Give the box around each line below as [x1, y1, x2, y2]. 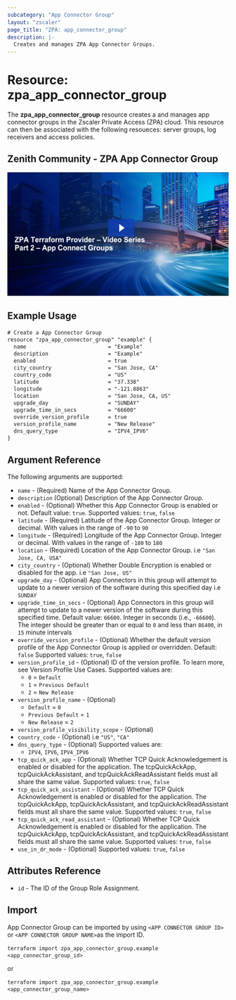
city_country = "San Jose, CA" [13, 364, 159, 372]
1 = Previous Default [27, 681, 90, 689]
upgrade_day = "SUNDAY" [13, 399, 140, 407]
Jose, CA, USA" [17, 555, 63, 562]
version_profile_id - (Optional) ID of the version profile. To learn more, [17, 658, 225, 667]
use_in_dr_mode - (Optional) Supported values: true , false [17, 845, 185, 854]
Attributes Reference [7, 865, 101, 877]
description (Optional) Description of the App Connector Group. [17, 494, 204, 502]
